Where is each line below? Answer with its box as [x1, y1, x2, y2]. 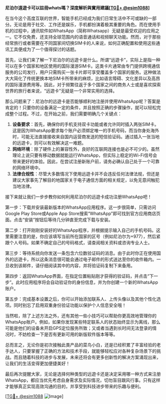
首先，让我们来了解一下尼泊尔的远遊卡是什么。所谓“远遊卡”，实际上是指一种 [5, 57, 161, 62]
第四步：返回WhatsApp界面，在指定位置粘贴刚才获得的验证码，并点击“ [5, 273, 150, 279]
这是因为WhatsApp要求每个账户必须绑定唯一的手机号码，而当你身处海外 [12, 127, 160, 133]
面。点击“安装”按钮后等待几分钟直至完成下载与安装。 [5, 217, 113, 223]
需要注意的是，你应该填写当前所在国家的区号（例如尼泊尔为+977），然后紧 [9, 233, 161, 239]
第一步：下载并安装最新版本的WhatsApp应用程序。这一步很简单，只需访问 [5, 204, 157, 210]
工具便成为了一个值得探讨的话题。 [9, 47, 79, 52]
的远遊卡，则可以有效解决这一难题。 [12, 140, 86, 146]
